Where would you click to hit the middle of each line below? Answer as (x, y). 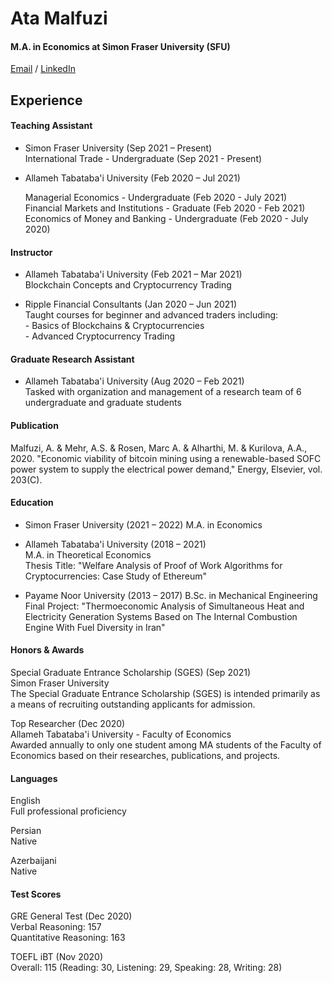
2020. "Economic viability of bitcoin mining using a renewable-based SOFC (166, 458)
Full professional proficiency (68, 811)
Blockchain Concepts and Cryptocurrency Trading (128, 285)
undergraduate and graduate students (103, 403)
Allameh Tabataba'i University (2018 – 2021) (115, 544)
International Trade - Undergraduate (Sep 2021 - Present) (143, 158)
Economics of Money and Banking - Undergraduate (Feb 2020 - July (166, 218)
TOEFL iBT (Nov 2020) (57, 957)
